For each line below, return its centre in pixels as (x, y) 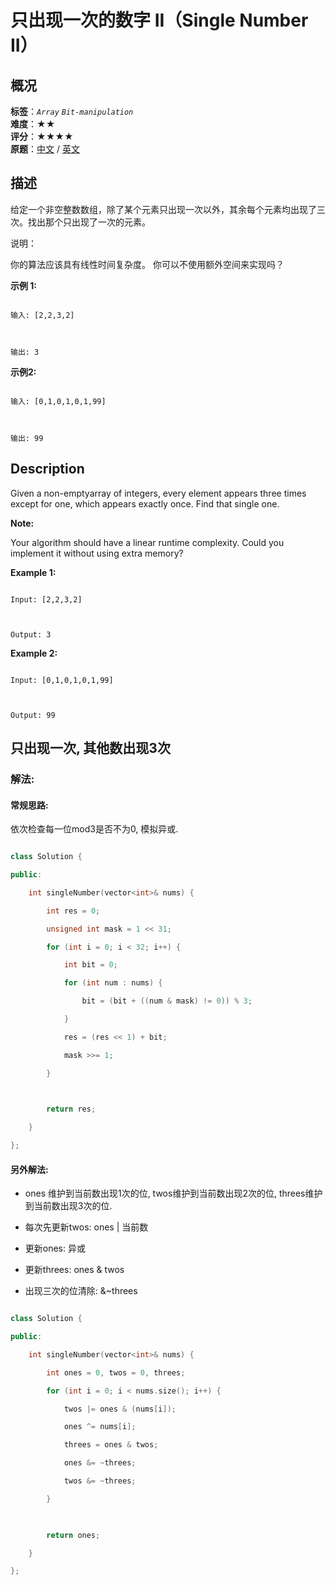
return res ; (71, 1109)
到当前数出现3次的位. (68, 1206)
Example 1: (33, 572)
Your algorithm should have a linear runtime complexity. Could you (147, 542)
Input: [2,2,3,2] (46, 599)
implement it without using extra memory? (97, 553)
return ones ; (73, 1535)
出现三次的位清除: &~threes (81, 1291)
